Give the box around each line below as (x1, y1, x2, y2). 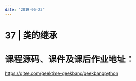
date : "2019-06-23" (5, 7, 45, 12)
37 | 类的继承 (5, 30, 58, 40)
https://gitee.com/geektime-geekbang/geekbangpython (5, 70, 119, 76)
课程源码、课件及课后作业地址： (5, 54, 135, 65)
